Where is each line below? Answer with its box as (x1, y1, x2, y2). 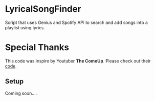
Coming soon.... (5, 90, 37, 96)
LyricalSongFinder (5, 3, 82, 15)
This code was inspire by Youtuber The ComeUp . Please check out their (5, 58, 151, 64)
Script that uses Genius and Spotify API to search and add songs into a (5, 20, 148, 25)
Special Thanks (5, 42, 69, 53)
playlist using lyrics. (5, 24, 45, 30)
